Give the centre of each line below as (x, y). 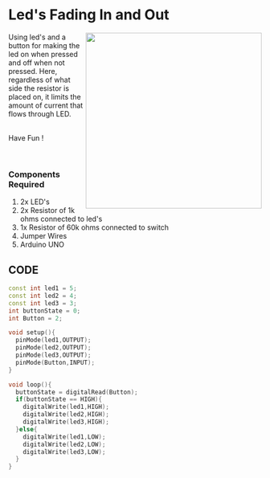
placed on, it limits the (45, 96)
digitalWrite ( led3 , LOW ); (64, 451)
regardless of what (39, 80)
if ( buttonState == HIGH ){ (59, 399)
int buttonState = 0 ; (45, 311)
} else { (27, 429)
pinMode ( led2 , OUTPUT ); (53, 348)
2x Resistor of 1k (47, 210)
